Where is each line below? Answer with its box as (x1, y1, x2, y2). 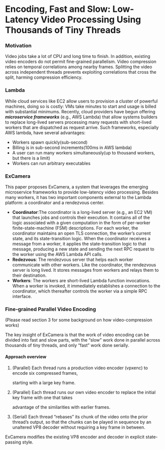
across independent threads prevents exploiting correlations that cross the (5, 69, 157, 75)
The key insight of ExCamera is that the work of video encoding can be (5, 332, 149, 338)
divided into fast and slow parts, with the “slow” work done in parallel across (5, 337, 161, 343)
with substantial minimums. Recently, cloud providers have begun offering (5, 108, 156, 114)
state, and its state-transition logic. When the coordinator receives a (12, 236, 151, 242)
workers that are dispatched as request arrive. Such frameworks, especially (5, 124, 159, 130)
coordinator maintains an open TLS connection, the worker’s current (12, 230, 151, 236)
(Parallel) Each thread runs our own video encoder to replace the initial (12, 389, 156, 395)
